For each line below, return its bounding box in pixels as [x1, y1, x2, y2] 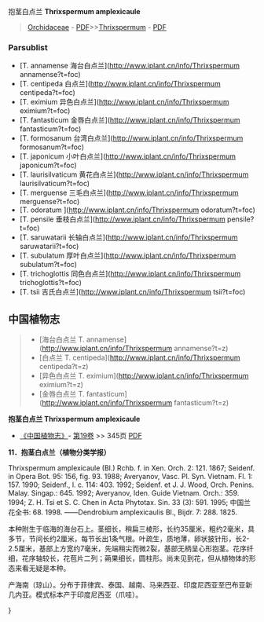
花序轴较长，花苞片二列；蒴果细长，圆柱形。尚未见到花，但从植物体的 [21, 554, 249, 563]
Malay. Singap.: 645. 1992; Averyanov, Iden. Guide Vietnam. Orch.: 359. [8, 488, 240, 498]
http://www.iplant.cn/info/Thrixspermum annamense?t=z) [42, 344, 229, 353]
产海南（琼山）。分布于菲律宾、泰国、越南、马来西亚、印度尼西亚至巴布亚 [8, 580, 246, 590]
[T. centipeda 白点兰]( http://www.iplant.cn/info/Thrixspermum [19, 79, 222, 89]
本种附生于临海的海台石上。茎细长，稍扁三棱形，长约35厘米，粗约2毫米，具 [8, 525, 255, 534]
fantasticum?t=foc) [19, 124, 82, 134]
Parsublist [8, 42, 49, 53]
